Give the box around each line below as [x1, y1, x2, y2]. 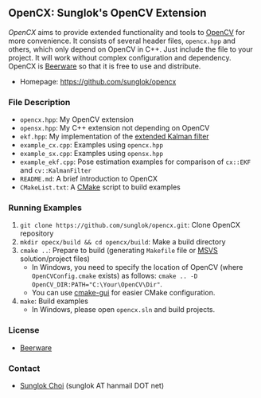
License [8, 325, 40, 336]
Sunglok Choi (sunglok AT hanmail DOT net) [19, 381, 165, 390]
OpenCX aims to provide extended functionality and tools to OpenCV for [8, 27, 245, 37]
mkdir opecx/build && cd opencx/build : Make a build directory [19, 237, 226, 247]
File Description [8, 96, 71, 107]
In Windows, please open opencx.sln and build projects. [31, 305, 216, 314]
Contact [8, 362, 41, 373]
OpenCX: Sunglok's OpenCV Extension [8, 6, 207, 20]
